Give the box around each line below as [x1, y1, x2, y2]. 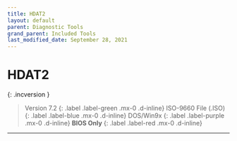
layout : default [7, 17, 55, 24]
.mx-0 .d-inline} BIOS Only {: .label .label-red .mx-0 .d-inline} [24, 119, 203, 128]
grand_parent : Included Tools [7, 30, 97, 37]
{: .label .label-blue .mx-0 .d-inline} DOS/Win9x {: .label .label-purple [24, 111, 224, 120]
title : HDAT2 [7, 10, 46, 18]
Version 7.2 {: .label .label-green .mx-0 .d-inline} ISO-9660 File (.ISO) [24, 104, 226, 113]
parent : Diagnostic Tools [7, 23, 83, 30]
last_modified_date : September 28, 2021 [7, 37, 128, 44]
